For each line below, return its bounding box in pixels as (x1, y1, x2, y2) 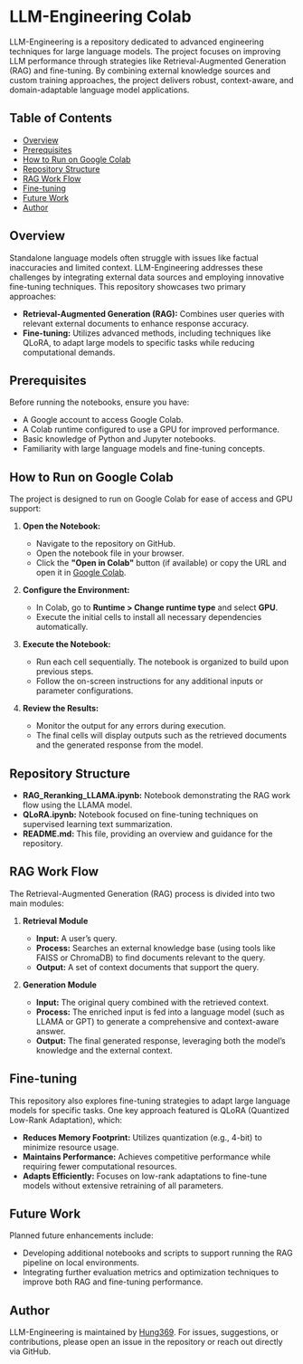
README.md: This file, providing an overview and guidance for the (22, 828, 273, 839)
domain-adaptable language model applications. (9, 84, 190, 95)
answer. (35, 1025, 66, 1036)
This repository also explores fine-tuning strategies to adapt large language (9, 1095, 291, 1106)
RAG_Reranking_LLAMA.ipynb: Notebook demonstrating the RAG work (22, 790, 291, 800)
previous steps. (35, 666, 94, 677)
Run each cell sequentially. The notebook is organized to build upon (35, 656, 289, 667)
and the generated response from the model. (35, 739, 204, 750)
